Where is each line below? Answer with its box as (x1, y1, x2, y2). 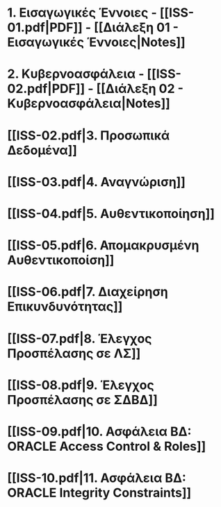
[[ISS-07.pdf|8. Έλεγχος (7, 331, 152, 347)
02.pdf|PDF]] (7, 81, 85, 97)
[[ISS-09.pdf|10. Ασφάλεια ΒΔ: (7, 424, 192, 439)
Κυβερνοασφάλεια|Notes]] (7, 96, 170, 112)
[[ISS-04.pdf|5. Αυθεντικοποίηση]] (7, 206, 215, 222)
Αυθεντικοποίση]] (7, 252, 115, 268)
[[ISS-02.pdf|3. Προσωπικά (7, 127, 170, 143)
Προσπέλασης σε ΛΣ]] (7, 345, 141, 361)
